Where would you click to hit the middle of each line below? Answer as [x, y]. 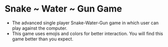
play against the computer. [39, 28]
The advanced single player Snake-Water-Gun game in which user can [85, 23]
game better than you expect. [43, 39]
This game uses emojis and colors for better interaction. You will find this [88, 33]
